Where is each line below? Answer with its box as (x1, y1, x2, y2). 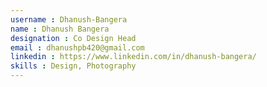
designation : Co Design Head (10, 33, 137, 43)
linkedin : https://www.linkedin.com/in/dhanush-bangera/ (10, 52, 257, 62)
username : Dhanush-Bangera (10, 14, 128, 25)
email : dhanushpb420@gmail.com (10, 42, 145, 53)
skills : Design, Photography (10, 61, 137, 71)
